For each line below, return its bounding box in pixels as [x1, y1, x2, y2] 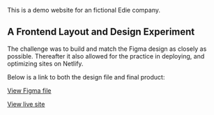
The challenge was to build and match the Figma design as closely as [7, 45, 207, 53]
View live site [7, 100, 45, 108]
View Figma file [7, 86, 52, 95]
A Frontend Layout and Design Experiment [7, 26, 195, 38]
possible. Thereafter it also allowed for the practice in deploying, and [7, 52, 205, 60]
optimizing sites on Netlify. [7, 59, 84, 68]
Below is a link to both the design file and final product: [7, 72, 165, 81]
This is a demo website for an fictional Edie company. [7, 6, 161, 14]
